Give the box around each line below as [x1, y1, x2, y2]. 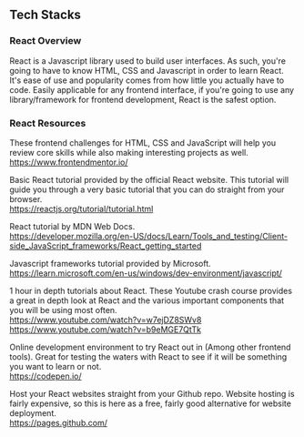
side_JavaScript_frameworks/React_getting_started [9, 240, 202, 251]
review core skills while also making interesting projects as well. [9, 147, 248, 158]
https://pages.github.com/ [9, 417, 107, 428]
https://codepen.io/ [9, 371, 82, 381]
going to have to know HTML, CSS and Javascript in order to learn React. [9, 65, 284, 76]
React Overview [9, 35, 82, 47]
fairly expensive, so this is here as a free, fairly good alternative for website [9, 398, 291, 409]
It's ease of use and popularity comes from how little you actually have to [9, 75, 285, 86]
